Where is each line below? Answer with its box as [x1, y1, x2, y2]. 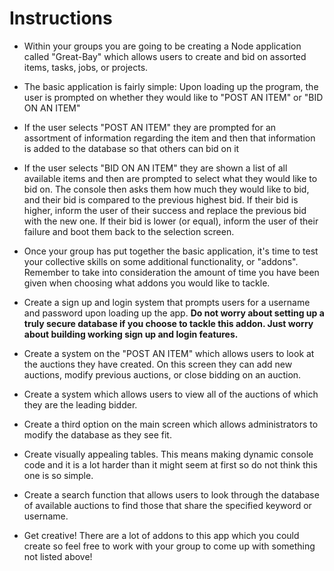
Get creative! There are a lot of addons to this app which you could [23, 529, 300, 541]
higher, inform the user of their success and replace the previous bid [23, 204, 307, 216]
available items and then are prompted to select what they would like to [23, 172, 318, 184]
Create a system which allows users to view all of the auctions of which [23, 388, 319, 400]
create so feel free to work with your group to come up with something [23, 540, 316, 552]
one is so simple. [23, 469, 94, 481]
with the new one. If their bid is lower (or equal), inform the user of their [23, 215, 319, 227]
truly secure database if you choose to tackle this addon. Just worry [23, 317, 314, 329]
